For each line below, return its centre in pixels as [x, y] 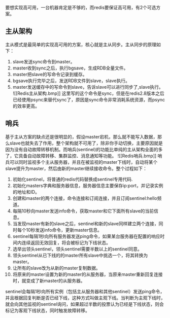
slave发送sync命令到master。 [44, 61]
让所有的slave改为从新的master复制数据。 [56, 268]
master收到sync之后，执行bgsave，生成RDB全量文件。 [70, 68]
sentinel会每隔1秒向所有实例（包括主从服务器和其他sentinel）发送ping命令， [85, 291]
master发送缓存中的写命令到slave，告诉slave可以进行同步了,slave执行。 [88, 87]
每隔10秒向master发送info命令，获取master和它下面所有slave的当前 [83, 211]
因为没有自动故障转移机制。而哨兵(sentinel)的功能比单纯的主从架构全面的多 [84, 149]
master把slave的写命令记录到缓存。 [50, 74]
